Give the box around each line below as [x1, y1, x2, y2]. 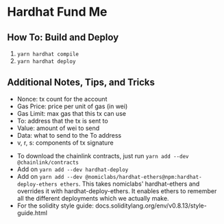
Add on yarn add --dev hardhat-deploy [16, 165, 129, 173]
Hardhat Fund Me [7, 4, 108, 20]
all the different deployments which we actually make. [16, 194, 169, 202]
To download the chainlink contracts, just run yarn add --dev [16, 151, 189, 160]
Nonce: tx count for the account [16, 95, 108, 103]
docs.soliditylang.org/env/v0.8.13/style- [95, 201, 207, 210]
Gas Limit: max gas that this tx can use [16, 109, 127, 117]
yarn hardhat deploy [16, 58, 76, 65]
